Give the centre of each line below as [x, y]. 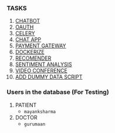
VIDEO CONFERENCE [41, 71]
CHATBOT [28, 21]
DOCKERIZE [30, 52]
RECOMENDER [33, 58]
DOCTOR [26, 117]
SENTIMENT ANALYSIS [43, 64]
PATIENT [26, 105]
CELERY [25, 33]
